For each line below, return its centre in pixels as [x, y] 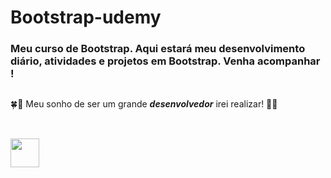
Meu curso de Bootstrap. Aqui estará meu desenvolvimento [158, 49]
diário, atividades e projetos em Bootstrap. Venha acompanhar [165, 61]
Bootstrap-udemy [86, 17]
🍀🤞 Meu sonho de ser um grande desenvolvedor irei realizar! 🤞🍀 [144, 103]
